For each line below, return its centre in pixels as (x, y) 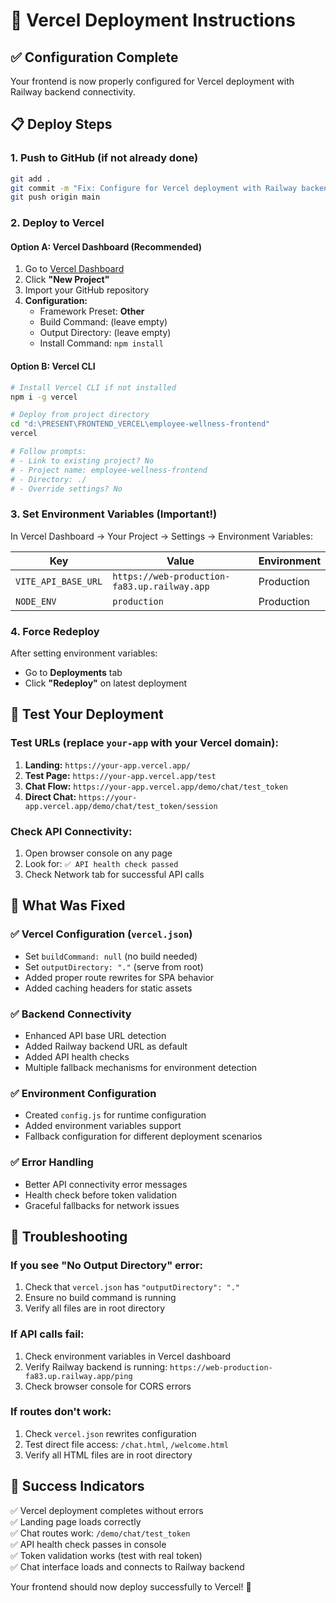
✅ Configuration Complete (94, 57)
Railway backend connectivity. (73, 92)
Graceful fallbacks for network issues (102, 1205)
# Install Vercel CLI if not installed (93, 387)
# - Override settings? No (66, 489)
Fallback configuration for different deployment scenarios (143, 1136)
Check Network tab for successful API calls (114, 874)
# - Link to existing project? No (82, 460)
